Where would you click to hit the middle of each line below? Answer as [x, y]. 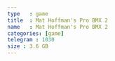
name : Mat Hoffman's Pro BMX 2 [58, 27]
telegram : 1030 [31, 40]
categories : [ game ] [36, 33]
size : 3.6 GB [28, 46]
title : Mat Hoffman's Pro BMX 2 [58, 20]
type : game [28, 14]
